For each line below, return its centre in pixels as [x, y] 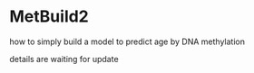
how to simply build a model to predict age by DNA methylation [127, 41]
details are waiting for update [64, 59]
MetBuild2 [49, 17]
